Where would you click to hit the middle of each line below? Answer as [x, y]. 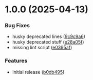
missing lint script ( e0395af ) [42, 48]
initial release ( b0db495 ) [38, 72]
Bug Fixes [17, 26]
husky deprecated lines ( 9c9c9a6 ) [49, 36]
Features [16, 61]
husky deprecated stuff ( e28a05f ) [48, 42]
